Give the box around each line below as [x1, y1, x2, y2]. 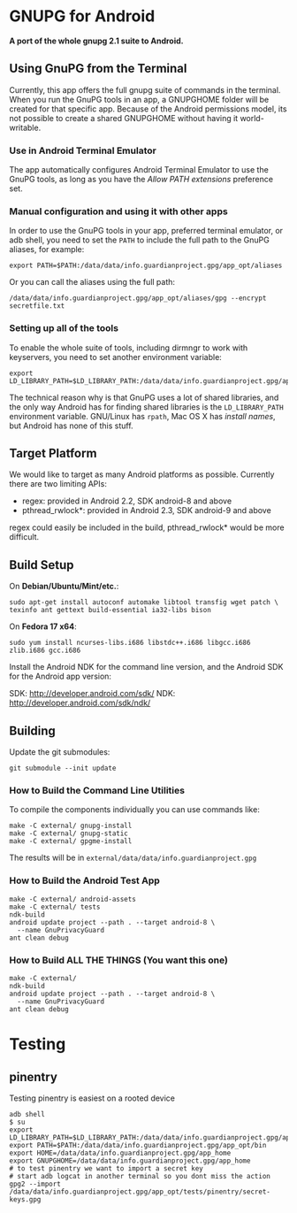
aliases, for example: [9, 244, 85, 255]
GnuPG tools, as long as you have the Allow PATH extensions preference [9, 174, 274, 185]
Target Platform [9, 446, 97, 461]
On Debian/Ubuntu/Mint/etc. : [9, 581, 119, 592]
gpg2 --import [9, 1179, 62, 1188]
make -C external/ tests [9, 902, 101, 911]
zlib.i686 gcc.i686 [9, 646, 81, 656]
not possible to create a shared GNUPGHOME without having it [9, 112, 239, 123]
